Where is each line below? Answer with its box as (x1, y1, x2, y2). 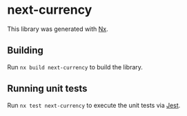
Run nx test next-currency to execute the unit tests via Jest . (7, 101, 181, 109)
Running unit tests (7, 83, 88, 95)
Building (7, 45, 43, 56)
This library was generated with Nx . (7, 25, 108, 33)
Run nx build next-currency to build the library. (7, 62, 144, 71)
